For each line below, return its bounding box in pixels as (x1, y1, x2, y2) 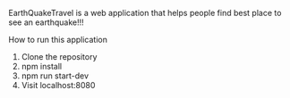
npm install (21, 61, 63, 71)
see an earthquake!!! (8, 17, 84, 28)
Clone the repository (21, 52, 98, 61)
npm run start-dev (21, 70, 90, 81)
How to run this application (8, 35, 108, 45)
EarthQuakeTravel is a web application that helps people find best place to (8, 8, 282, 18)
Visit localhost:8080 (21, 80, 96, 90)
